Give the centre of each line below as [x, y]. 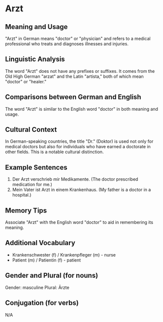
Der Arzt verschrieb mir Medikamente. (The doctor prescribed [75, 179]
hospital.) [22, 195]
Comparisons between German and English [73, 97]
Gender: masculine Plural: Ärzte [37, 287]
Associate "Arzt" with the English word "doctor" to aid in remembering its [79, 223]
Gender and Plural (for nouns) [52, 275]
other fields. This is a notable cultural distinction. [54, 152]
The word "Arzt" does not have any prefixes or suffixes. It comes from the [80, 71]
